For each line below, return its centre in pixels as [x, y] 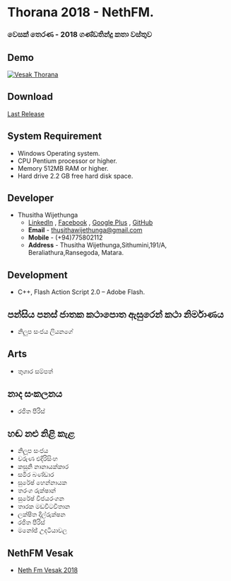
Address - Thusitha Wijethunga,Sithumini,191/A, [97, 245]
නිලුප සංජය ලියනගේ [45, 331]
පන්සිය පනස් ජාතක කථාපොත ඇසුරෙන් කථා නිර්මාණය [115, 314]
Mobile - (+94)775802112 [65, 237]
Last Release [26, 113]
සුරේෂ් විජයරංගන [41, 498]
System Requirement [55, 136]
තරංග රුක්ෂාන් [37, 490]
